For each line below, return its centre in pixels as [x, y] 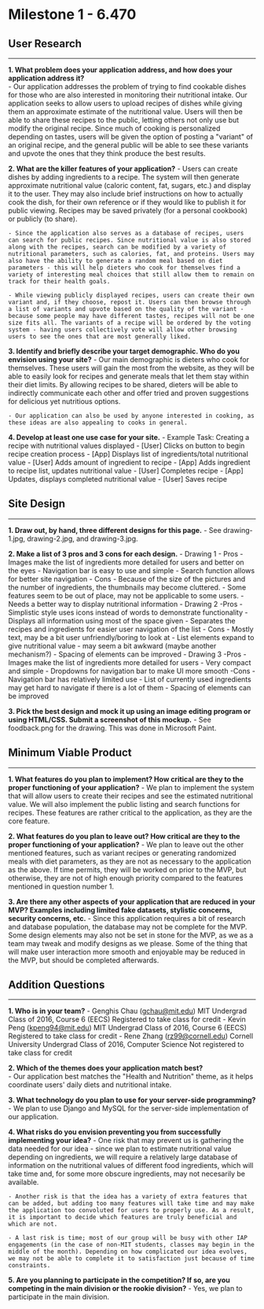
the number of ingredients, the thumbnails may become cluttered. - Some [127, 587]
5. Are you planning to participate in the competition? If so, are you [119, 1280]
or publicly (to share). [43, 219]
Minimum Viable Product [70, 753]
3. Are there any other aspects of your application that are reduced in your [132, 901]
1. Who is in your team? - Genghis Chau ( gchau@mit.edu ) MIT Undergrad [128, 1011]
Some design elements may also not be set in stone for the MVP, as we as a [131, 935]
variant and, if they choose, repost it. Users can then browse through [130, 302]
